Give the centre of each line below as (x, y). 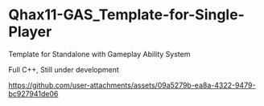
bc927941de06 (33, 93)
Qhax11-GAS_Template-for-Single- (127, 15)
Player (30, 32)
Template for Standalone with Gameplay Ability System (99, 54)
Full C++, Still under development (64, 69)
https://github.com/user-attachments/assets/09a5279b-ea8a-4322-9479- (132, 85)
